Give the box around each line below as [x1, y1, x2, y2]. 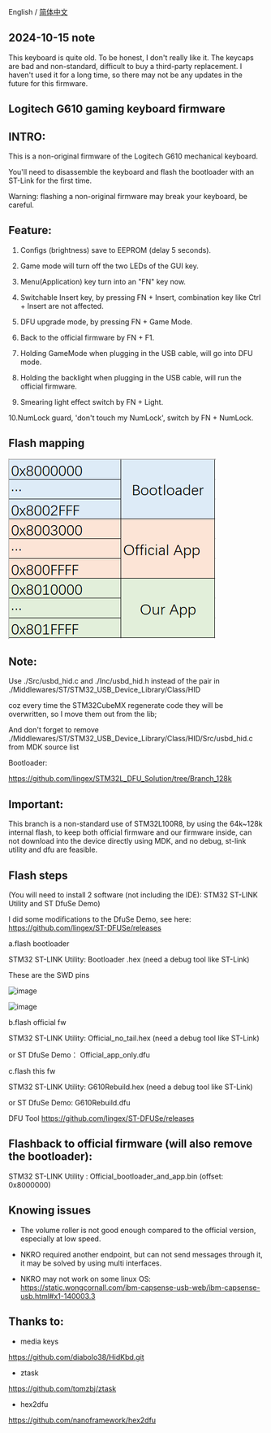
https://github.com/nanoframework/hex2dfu [8, 1415, 157, 1425]
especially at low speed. [19, 1234, 101, 1244]
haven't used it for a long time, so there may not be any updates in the [8, 70, 243, 80]
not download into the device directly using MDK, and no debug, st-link [8, 836, 247, 846]
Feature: [8, 224, 52, 237]
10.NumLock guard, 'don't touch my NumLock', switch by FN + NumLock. [8, 413, 254, 423]
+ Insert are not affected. [19, 301, 104, 310]
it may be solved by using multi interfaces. [19, 1258, 162, 1268]
